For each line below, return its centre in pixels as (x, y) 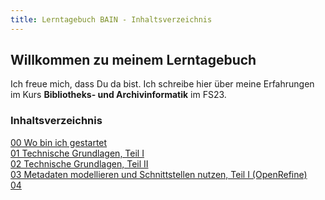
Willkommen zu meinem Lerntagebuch (133, 60)
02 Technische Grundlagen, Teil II (79, 163)
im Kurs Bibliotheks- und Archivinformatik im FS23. (118, 95)
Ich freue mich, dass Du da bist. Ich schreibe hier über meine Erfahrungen (162, 84)
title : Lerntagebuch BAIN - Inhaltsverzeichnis (111, 19)
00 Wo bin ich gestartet (59, 142)
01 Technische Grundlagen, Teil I (77, 153)
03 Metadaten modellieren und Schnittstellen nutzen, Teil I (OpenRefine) (159, 174)
